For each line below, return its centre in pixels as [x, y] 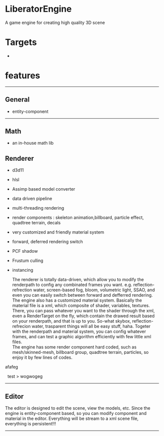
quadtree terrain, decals [36, 223]
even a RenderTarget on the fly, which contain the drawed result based [83, 316]
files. [17, 342]
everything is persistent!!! [31, 424]
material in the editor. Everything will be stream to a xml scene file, [72, 418]
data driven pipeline [32, 198]
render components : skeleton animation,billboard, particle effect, [78, 218]
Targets [21, 42]
